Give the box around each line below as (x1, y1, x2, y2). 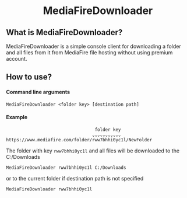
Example (6, 114, 28, 121)
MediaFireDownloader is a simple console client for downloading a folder (6, 43, 182, 50)
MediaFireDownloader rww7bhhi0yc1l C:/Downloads (6, 165, 126, 171)
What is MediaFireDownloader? (6, 27, 123, 37)
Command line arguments (6, 88, 70, 95)
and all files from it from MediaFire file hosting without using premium (6, 49, 173, 56)
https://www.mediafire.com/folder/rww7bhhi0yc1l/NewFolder (6, 137, 153, 143)
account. (6, 55, 27, 62)
